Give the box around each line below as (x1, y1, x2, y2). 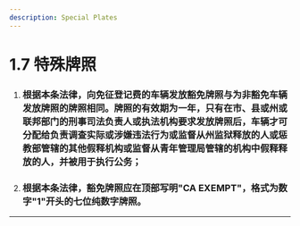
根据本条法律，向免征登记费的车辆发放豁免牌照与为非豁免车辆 (21, 88, 288, 101)
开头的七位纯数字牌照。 (46, 195, 147, 207)
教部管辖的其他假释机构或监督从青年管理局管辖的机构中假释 (21, 142, 279, 155)
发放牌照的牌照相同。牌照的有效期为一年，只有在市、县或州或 (21, 102, 288, 114)
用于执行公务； (77, 155, 142, 168)
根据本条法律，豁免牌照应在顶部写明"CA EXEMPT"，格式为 (21, 181, 279, 194)
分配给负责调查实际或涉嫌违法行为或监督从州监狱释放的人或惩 (21, 129, 288, 141)
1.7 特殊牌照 (9, 54, 96, 74)
